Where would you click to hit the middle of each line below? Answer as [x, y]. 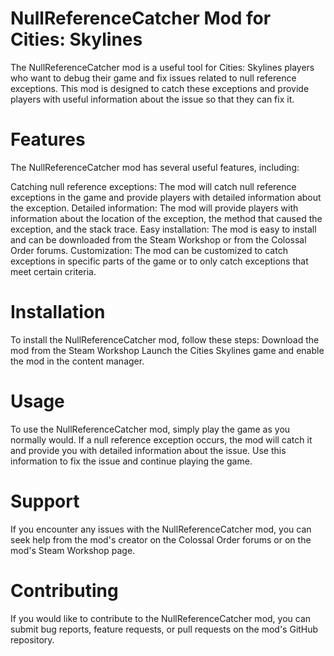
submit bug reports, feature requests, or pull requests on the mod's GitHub [164, 629]
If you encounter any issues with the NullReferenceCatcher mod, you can [161, 529]
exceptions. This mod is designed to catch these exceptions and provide [160, 88]
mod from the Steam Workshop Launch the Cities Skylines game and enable [167, 350]
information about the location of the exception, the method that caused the [166, 218]
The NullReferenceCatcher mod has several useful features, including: [155, 167]
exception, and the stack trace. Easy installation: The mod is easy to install [163, 229]
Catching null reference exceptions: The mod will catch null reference [153, 186]
